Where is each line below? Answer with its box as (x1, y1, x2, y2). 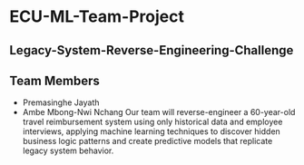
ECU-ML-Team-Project (9, 6, 184, 27)
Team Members (9, 73, 100, 88)
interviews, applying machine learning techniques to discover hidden (22, 126, 281, 137)
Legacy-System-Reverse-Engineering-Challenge (9, 43, 294, 58)
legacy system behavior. (22, 145, 114, 156)
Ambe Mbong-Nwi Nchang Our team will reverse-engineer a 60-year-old (22, 107, 296, 118)
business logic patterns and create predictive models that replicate (22, 136, 273, 147)
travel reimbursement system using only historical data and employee (22, 116, 283, 128)
